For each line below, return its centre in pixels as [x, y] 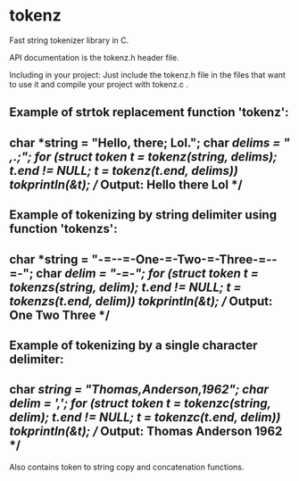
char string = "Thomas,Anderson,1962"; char [139, 390]
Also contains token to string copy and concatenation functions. [127, 467]
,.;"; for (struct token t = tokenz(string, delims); [144, 157]
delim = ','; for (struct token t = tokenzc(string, [140, 404]
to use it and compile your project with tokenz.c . [99, 84]
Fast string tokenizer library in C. [69, 40]
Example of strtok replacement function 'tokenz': [149, 112]
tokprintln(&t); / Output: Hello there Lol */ [126, 184]
